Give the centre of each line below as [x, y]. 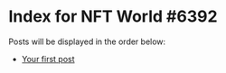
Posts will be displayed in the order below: [87, 41]
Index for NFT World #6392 [113, 17]
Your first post [48, 59]
